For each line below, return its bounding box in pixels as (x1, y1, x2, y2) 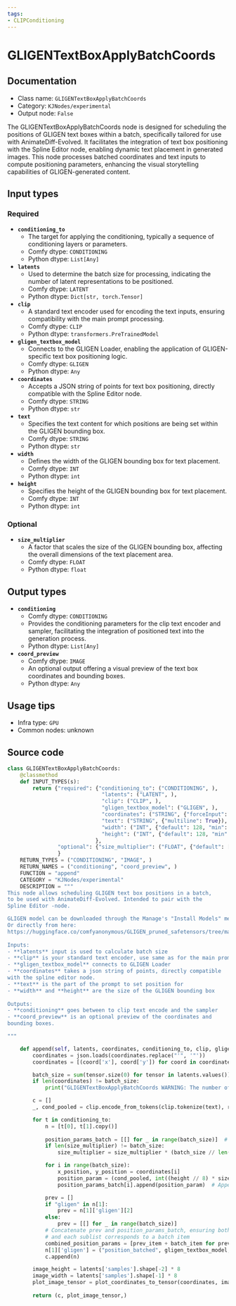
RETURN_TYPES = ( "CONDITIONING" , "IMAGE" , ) (20, 857, 152, 864)
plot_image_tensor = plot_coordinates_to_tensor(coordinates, (32, 1279, 218, 1286)
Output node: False (17, 108, 74, 117)
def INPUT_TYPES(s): (20, 778, 80, 785)
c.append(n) (44, 1253, 80, 1260)
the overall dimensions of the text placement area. (27, 550, 173, 559)
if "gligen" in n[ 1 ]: (44, 1200, 109, 1208)
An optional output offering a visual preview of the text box (27, 664, 198, 673)
